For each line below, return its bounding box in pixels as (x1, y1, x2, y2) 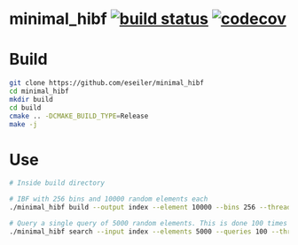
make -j (9, 119, 38, 128)
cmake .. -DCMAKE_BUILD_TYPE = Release (9, 111, 149, 120)
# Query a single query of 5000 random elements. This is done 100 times (9, 218, 288, 227)
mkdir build (9, 95, 53, 103)
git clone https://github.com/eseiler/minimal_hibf (9, 79, 204, 88)
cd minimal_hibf (9, 87, 69, 96)
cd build (9, 103, 42, 112)
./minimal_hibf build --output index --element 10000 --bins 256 (9, 203, 255, 212)
